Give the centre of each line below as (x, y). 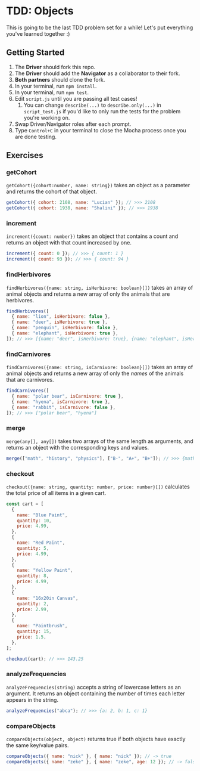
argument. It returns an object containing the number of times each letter (96, 693)
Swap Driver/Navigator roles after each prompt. (73, 124)
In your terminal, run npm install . (56, 86)
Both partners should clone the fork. (60, 79)
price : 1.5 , (32, 637)
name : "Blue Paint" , (42, 515)
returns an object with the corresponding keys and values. (78, 447)
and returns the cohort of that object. (51, 191)
